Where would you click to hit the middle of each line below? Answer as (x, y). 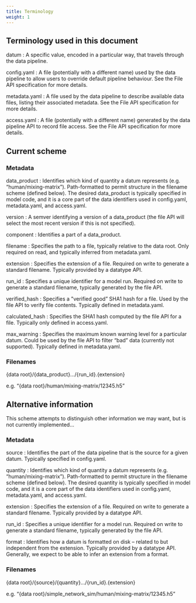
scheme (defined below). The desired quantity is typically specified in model (98, 483)
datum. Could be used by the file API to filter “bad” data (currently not (90, 340)
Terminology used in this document (72, 41)
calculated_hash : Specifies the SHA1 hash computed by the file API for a (94, 316)
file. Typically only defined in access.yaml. (57, 323)
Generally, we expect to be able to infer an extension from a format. (87, 554)
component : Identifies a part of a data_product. (64, 235)
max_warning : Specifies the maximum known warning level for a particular (97, 334)
